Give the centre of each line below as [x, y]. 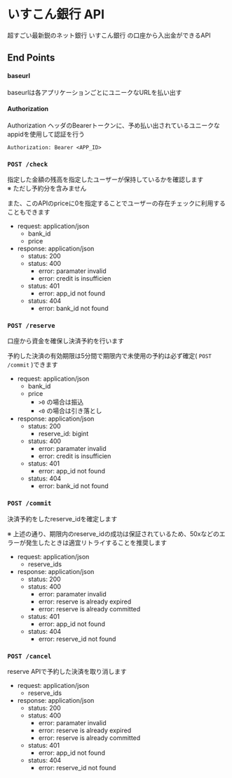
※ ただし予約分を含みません [47, 189]
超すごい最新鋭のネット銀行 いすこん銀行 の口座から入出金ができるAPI [109, 35]
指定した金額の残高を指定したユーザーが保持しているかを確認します [105, 179]
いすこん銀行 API [56, 14]
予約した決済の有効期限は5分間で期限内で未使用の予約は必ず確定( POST [109, 356]
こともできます [29, 212]
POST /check [28, 164]
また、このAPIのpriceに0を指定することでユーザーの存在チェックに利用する [117, 203]
